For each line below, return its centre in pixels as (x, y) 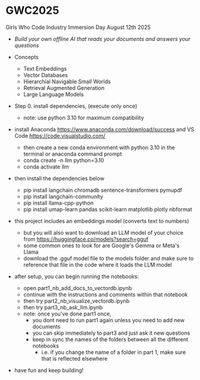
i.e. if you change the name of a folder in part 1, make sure (114, 352)
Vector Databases (45, 75)
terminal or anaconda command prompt (73, 154)
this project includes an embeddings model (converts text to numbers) (102, 221)
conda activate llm (46, 166)
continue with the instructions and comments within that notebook (105, 294)
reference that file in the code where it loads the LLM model (98, 264)
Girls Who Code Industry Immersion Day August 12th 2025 (78, 27)
